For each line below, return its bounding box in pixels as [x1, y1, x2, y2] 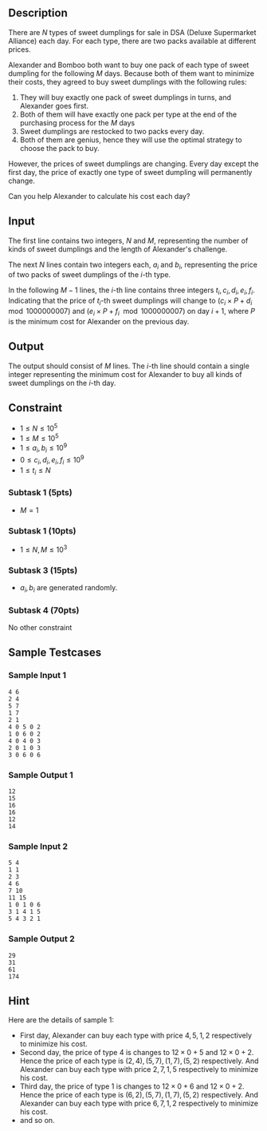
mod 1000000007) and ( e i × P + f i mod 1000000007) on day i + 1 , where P [8, 307, 255, 318]
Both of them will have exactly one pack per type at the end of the [19, 109, 238, 119]
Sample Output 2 [8, 934, 75, 945]
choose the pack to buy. [19, 143, 100, 153]
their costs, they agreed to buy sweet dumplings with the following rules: [8, 77, 247, 86]
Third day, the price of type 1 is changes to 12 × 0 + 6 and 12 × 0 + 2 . [19, 1081, 245, 1091]
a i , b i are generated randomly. [19, 583, 118, 594]
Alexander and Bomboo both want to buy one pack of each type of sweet [8, 60, 249, 69]
